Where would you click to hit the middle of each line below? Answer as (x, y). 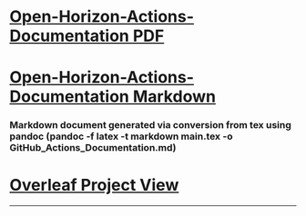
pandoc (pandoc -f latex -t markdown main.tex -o (121, 136)
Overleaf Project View (94, 186)
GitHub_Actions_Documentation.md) (93, 148)
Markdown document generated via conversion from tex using (150, 125)
